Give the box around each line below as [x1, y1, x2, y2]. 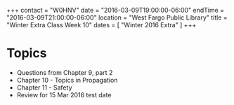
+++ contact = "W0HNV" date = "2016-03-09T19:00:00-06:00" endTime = [6, 6, 225, 14]
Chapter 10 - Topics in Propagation [16, 76, 118, 84]
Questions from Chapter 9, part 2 [16, 68, 113, 76]
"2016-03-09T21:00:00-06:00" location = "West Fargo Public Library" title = [6, 13, 228, 22]
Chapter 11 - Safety [16, 83, 72, 92]
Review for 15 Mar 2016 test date [16, 90, 112, 99]
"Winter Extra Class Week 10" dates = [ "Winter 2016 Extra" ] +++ [6, 21, 197, 29]
